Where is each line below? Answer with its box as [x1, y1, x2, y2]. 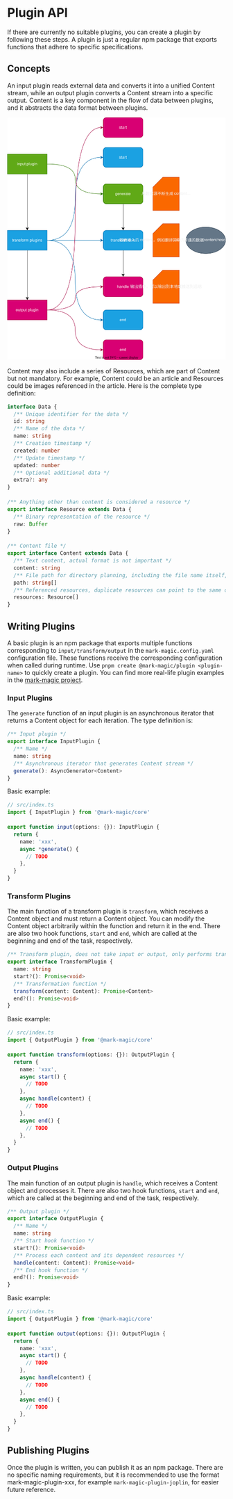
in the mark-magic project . [7, 676, 83, 684]
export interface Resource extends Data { [7, 505, 132, 512]
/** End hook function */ [13, 1267, 89, 1274]
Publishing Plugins [7, 1445, 90, 1457]
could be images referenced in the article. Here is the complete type [7, 381, 202, 390]
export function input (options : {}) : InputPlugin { [7, 824, 159, 831]
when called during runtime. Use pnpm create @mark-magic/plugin [7, 661, 196, 669]
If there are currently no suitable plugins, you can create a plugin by [7, 28, 201, 36]
